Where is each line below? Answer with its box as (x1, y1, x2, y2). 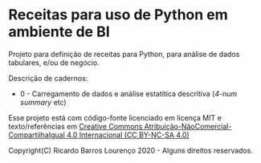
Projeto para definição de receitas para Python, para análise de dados (8, 49, 240, 59)
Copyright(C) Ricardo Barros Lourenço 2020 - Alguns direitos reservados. (8, 145, 253, 155)
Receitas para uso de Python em (8, 6, 229, 24)
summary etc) (19, 97, 67, 107)
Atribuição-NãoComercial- (144, 121, 232, 131)
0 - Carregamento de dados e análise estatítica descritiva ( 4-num (19, 88, 238, 98)
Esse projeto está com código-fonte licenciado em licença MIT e (8, 112, 222, 122)
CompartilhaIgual (8, 130, 66, 140)
